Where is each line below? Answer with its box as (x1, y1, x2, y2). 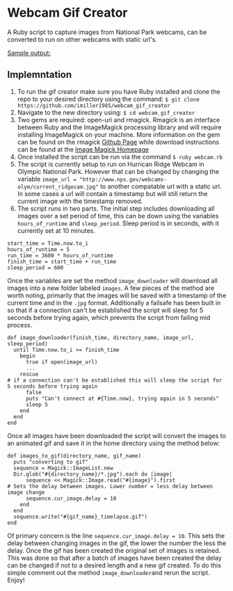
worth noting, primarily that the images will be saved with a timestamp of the (7, 291, 227, 300)
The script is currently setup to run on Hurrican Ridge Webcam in (17, 160, 204, 168)
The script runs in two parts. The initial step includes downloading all (17, 204, 215, 213)
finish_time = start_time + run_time (7, 258, 117, 265)
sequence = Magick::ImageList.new (13, 464, 113, 471)
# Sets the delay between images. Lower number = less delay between (7, 483, 214, 489)
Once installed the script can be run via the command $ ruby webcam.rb (17, 152, 223, 161)
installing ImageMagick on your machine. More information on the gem (17, 130, 220, 138)
